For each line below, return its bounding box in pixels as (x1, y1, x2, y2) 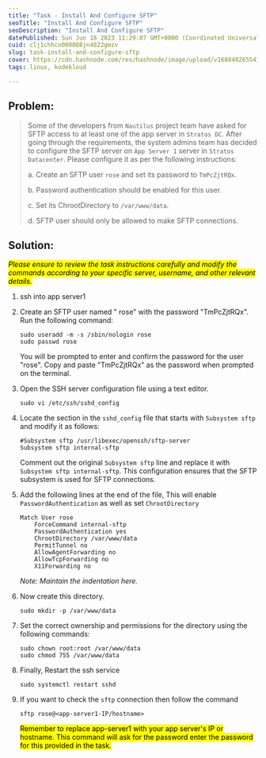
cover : (8, 56, 30, 64)
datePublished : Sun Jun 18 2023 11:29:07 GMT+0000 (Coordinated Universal (8, 33, 260, 42)
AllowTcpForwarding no (34, 556, 109, 564)
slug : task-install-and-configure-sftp (8, 48, 140, 56)
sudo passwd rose (19, 338, 78, 346)
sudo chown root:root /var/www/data (19, 645, 141, 653)
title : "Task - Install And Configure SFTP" (8, 11, 158, 20)
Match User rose (19, 514, 74, 522)
